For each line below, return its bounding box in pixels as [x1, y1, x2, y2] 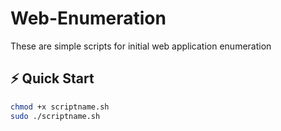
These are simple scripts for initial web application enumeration [10, 40, 272, 52]
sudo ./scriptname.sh [10, 111, 101, 121]
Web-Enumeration [10, 7, 167, 30]
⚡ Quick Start [10, 70, 95, 87]
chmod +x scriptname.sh [10, 102, 110, 112]
